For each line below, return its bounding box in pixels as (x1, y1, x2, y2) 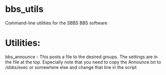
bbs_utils (5, 3, 44, 15)
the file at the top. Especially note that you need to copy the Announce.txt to (5, 59, 162, 65)
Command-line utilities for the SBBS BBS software (5, 20, 108, 26)
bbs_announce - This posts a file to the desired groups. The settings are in (5, 54, 158, 60)
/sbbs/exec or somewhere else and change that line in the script (5, 64, 137, 70)
